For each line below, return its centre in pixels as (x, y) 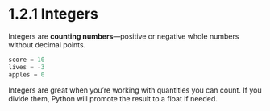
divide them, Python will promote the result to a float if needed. (113, 98)
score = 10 (27, 60)
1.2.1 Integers (53, 14)
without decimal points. (47, 44)
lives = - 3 (27, 67)
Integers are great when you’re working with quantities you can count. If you (135, 90)
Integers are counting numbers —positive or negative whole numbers (124, 36)
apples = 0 (27, 74)
